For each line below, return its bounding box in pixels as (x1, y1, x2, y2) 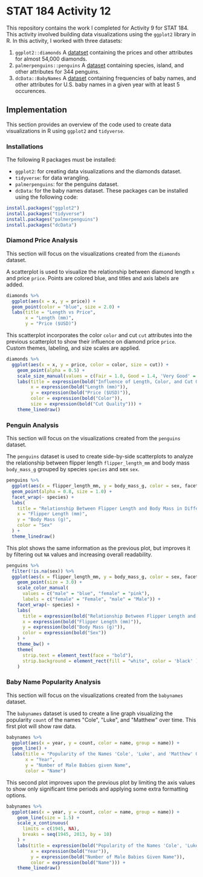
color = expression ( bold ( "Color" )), (30, 396, 123, 402)
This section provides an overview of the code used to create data (6, 121, 172, 128)
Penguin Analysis (6, 421, 59, 429)
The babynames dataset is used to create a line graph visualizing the (6, 710, 173, 717)
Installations (6, 142, 43, 150)
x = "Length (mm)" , (25, 315, 74, 321)
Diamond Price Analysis (6, 236, 79, 245)
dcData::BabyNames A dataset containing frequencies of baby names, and (14, 74, 196, 82)
